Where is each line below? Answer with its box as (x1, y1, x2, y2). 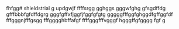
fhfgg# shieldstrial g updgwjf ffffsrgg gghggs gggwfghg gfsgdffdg (6, 5, 166, 11)
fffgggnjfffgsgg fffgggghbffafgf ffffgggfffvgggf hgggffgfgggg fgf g (6, 17, 166, 23)
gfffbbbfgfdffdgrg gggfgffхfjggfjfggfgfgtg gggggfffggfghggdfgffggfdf (6, 11, 174, 18)
